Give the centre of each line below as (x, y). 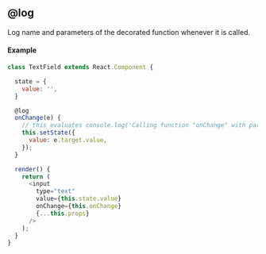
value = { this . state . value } (79, 199)
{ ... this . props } (63, 214)
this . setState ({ (49, 133)
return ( (36, 177)
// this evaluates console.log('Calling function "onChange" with (134, 125)
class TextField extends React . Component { (81, 67)
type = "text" (56, 191)
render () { (33, 169)
